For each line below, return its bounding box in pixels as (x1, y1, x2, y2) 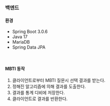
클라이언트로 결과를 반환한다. (12, 96, 68, 102)
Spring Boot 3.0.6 (12, 28, 48, 35)
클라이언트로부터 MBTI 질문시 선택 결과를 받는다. (12, 78, 106, 83)
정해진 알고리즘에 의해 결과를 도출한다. (12, 83, 86, 89)
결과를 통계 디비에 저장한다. (12, 90, 65, 96)
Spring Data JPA (12, 44, 46, 50)
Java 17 (12, 34, 28, 40)
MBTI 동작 (5, 65, 25, 72)
